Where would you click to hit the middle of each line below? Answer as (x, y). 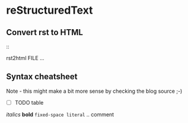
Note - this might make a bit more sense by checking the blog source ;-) (94, 91)
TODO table (29, 102)
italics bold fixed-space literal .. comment (60, 114)
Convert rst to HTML (44, 32)
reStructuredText (50, 10)
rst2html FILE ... (25, 58)
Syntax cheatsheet (42, 77)
